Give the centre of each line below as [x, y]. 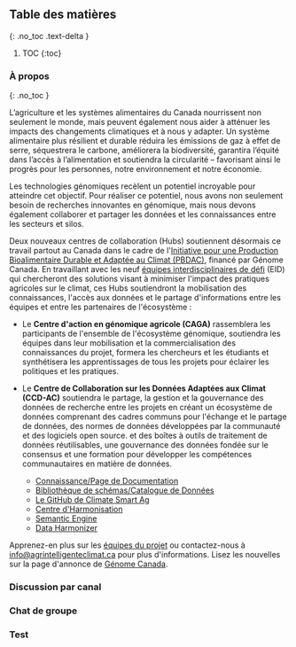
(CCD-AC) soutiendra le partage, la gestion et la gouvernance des [143, 398]
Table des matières [63, 15]
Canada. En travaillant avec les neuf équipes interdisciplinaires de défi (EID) [147, 269]
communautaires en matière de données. [97, 464]
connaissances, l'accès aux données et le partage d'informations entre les [145, 298]
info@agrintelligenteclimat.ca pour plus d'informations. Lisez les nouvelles [145, 555]
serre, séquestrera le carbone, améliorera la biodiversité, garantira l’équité [144, 151]
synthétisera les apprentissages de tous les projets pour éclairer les [145, 362]
